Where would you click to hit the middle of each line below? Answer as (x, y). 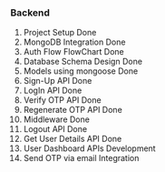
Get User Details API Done (73, 139)
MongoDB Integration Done (74, 42)
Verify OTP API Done (63, 100)
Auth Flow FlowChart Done (74, 52)
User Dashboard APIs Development (90, 148)
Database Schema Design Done (83, 62)
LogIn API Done (53, 91)
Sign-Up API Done (58, 81)
